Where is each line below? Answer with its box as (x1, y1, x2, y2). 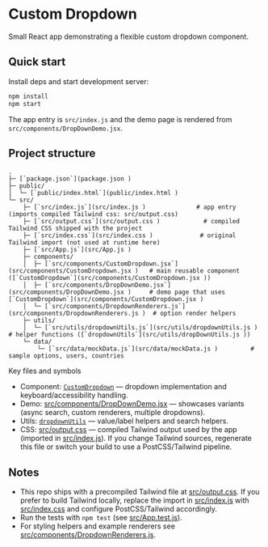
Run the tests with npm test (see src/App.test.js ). (19, 513, 183, 523)
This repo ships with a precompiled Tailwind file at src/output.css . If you (19, 487, 260, 497)
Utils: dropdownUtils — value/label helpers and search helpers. (19, 416, 228, 426)
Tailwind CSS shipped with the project (8, 224, 143, 233)
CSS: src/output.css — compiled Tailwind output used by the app (19, 425, 237, 435)
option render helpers (160, 309, 237, 318)
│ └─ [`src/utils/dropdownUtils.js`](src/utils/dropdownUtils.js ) (23, 324, 258, 332)
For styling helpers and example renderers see (19, 521, 176, 531)
